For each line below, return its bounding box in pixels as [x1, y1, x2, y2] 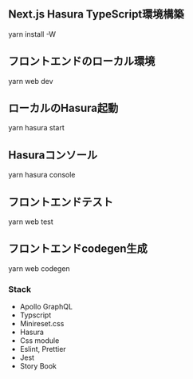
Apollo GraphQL [19, 302, 73, 312]
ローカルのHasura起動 [8, 102, 119, 115]
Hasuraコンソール [8, 148, 98, 162]
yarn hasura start [8, 123, 65, 133]
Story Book [19, 361, 57, 371]
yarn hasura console [8, 170, 76, 180]
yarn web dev [8, 76, 53, 86]
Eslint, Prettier [19, 345, 66, 354]
